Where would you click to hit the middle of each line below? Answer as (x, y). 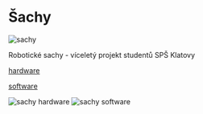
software (23, 86)
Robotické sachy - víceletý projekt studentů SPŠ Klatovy (102, 55)
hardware (24, 70)
